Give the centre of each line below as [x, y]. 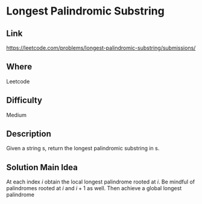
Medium [17, 115]
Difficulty [24, 100]
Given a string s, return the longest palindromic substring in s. [83, 148]
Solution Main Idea [42, 167]
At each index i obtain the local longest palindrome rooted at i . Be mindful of [100, 182]
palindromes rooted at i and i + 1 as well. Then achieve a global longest [94, 188]
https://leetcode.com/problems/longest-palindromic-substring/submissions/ [101, 48]
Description [29, 134]
